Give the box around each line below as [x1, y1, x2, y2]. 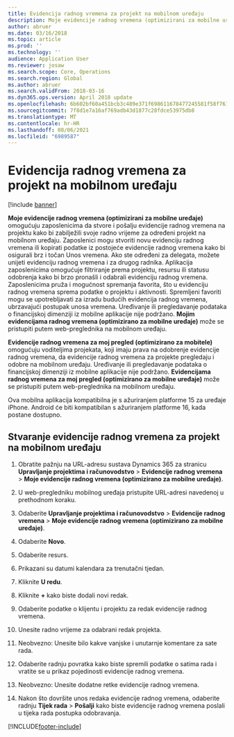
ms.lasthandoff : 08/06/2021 [8, 126, 90, 133]
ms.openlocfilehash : [8, 101, 68, 108]
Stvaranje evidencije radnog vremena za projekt [8, 431, 221, 442]
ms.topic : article [8, 36, 61, 43]
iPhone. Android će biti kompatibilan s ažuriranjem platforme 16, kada [8, 404, 206, 412]
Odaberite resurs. [17, 551, 69, 559]
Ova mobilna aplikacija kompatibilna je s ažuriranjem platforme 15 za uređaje [8, 396, 226, 404]
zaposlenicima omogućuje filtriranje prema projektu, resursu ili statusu [8, 265, 209, 274]
